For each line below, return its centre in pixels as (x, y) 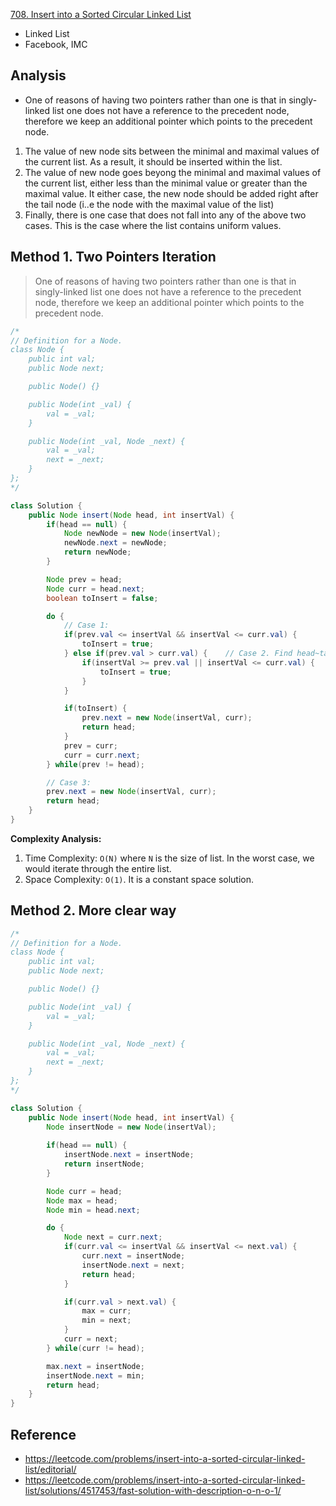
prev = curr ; (90, 745)
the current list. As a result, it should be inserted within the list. (153, 161)
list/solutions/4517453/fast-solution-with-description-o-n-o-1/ (153, 1490)
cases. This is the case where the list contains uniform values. (153, 225)
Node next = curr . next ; (113, 1237)
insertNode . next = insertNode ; (129, 1155)
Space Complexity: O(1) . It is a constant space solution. (139, 879)
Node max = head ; (82, 1200)
